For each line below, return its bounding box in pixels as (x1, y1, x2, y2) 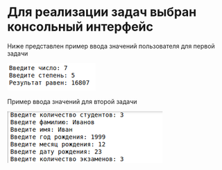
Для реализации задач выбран (7, 4, 197, 20)
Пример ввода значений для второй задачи (7, 97, 137, 105)
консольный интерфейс (7, 19, 154, 35)
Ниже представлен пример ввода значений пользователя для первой (7, 42, 215, 50)
